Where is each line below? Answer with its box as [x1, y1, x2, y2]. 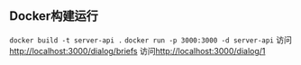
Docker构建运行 [9, 8, 99, 24]
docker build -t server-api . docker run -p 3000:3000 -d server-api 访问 [9, 34, 293, 45]
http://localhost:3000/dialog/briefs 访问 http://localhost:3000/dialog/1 [9, 45, 266, 56]
